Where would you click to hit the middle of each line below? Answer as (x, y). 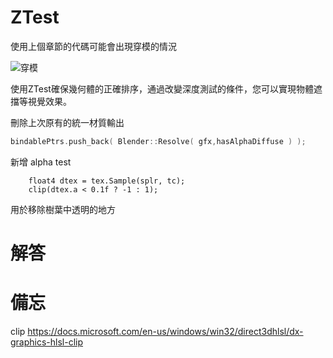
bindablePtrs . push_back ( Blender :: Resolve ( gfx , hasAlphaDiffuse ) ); (158, 141)
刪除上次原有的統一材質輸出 (67, 122)
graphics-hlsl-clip (47, 342)
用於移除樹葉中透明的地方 (63, 209)
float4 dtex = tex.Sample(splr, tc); (107, 181)
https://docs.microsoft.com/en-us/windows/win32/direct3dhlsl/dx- (165, 331)
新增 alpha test (41, 162)
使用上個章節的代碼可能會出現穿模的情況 (93, 46)
